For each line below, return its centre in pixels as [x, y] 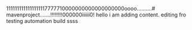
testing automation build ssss [42, 21]
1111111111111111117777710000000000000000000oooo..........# [81, 9]
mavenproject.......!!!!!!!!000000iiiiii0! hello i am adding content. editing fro [96, 15]
